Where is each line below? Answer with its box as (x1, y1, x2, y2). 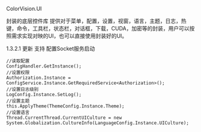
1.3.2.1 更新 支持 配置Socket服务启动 (6, 45, 95, 52)
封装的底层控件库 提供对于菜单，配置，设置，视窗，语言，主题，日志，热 (6, 17, 187, 24)
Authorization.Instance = (6, 75, 71, 81)
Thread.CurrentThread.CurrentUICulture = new (6, 115, 122, 121)
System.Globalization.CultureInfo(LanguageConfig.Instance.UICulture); (6, 120, 189, 126)
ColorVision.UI (6, 5, 42, 12)
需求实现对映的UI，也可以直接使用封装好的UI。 (11, 32, 128, 39)
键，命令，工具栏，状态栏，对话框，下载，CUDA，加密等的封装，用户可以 (6, 25, 190, 32)
